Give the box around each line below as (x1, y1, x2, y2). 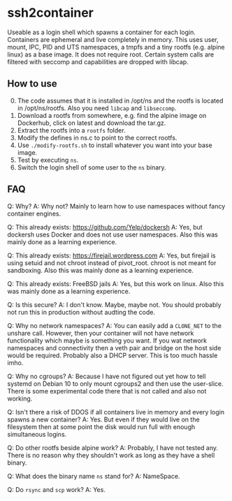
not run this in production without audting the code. (7, 308, 156, 316)
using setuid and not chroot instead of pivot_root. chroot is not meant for (7, 258, 217, 267)
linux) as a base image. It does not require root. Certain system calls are (7, 50, 215, 59)
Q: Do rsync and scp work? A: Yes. (7, 485, 106, 493)
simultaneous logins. (7, 430, 67, 438)
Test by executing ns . (17, 156, 79, 164)
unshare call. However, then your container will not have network (7, 329, 194, 337)
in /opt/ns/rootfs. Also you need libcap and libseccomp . (17, 103, 177, 112)
